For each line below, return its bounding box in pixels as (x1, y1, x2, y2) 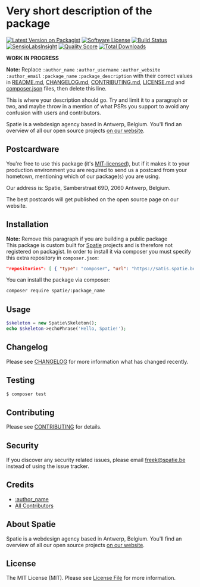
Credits (6, 480, 35, 490)
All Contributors (14, 502, 54, 509)
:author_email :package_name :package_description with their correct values (6, 72, 193, 79)
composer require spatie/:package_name (6, 288, 105, 294)
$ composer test (6, 391, 46, 397)
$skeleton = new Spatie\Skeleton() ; (6, 320, 97, 326)
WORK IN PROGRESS (6, 54, 60, 61)
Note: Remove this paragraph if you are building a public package (6, 235, 168, 242)
